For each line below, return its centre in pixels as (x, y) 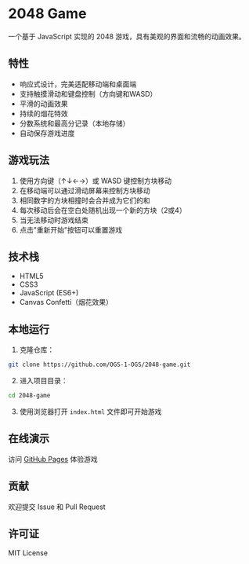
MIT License (28, 553)
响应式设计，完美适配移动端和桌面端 (78, 84)
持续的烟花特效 (43, 113)
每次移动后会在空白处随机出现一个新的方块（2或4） (103, 210)
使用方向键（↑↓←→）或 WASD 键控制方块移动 (96, 181)
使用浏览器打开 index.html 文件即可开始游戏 (90, 411)
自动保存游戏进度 (47, 133)
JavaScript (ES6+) (49, 293)
